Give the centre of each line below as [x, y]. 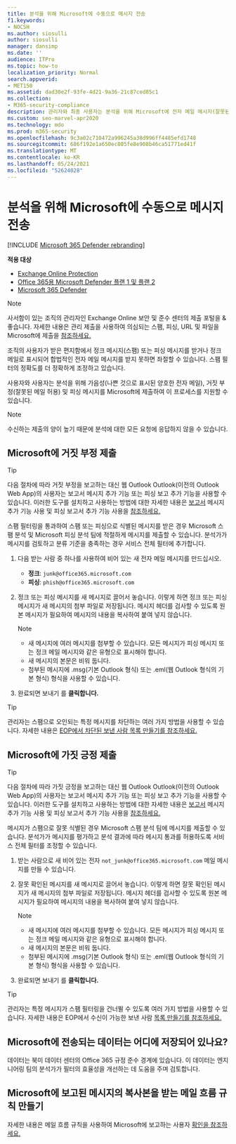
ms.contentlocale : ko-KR [44, 158]
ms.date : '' [25, 53]
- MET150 [20, 86]
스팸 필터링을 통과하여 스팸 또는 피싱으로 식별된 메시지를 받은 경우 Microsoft [112, 526]
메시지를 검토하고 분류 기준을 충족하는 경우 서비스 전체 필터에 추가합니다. [106, 544]
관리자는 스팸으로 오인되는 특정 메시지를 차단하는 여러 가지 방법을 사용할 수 [110, 722]
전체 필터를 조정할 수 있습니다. [56, 846]
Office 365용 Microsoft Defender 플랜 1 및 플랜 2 [86, 282]
